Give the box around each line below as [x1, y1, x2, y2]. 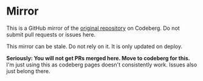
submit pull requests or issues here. [6, 30, 96, 38]
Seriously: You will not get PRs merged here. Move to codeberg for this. [6, 54, 190, 62]
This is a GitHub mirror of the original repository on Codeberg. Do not [6, 24, 181, 32]
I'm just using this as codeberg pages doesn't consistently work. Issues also [6, 61, 198, 68]
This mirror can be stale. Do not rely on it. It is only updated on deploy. [6, 43, 182, 50]
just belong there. [6, 67, 50, 74]
